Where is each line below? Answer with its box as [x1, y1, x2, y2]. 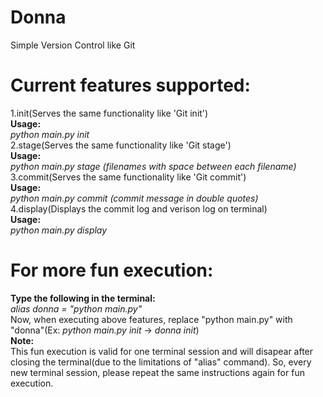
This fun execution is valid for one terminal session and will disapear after [10, 345, 314, 357]
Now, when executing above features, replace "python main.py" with [10, 313, 293, 325]
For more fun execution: [10, 259, 214, 282]
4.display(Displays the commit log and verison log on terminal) [10, 202, 268, 215]
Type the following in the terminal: [10, 292, 156, 304]
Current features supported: [10, 74, 251, 97]
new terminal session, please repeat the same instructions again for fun [10, 366, 305, 378]
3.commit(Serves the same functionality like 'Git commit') [10, 171, 247, 183]
